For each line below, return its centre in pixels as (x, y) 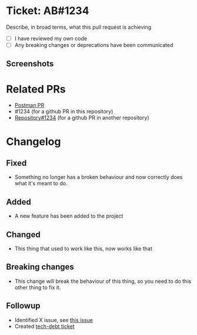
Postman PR (29, 105)
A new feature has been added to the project (69, 216)
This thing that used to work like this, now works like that (84, 249)
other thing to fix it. (38, 287)
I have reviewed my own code (51, 38)
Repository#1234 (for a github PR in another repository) (82, 118)
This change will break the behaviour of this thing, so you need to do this (103, 281)
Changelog (34, 141)
